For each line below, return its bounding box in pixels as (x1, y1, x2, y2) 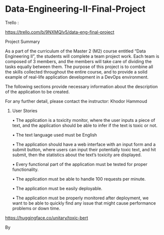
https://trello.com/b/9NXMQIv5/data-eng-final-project (5, 29, 115, 35)
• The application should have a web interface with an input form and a (12, 141, 156, 147)
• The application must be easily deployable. (12, 185, 103, 191)
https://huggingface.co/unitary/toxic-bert (5, 214, 88, 221)
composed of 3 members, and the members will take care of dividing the (5, 58, 152, 64)
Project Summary (5, 38, 40, 45)
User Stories (12, 108, 38, 114)
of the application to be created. (5, 89, 70, 94)
